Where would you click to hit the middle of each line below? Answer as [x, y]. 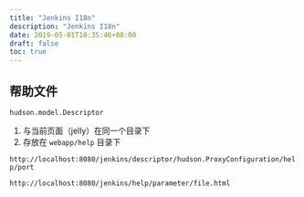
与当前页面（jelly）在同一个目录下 [86, 130]
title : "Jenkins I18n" [52, 18]
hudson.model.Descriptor [57, 112]
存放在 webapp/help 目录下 [72, 141]
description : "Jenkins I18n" [65, 26]
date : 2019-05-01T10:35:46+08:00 [73, 35]
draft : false [34, 43]
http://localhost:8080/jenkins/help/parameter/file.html [120, 183]
